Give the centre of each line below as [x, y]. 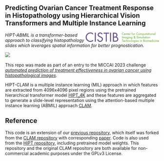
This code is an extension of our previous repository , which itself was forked [82, 132]
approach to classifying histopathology [45, 40]
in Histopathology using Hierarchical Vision [72, 16]
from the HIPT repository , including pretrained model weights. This [72, 143]
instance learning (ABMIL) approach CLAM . [49, 105]
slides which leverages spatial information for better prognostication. [75, 45]
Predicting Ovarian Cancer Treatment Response [79, 8]
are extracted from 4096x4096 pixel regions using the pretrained [71, 90]
